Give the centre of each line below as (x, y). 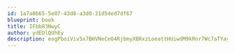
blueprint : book (31, 20)
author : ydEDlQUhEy (36, 33)
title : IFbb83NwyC (34, 26)
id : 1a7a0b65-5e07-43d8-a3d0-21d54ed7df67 (70, 13)
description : (26, 39)
